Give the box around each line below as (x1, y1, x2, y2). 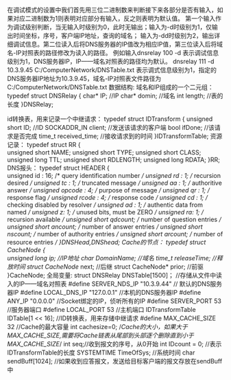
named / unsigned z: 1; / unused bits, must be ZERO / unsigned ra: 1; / (7, 208, 204, 216)
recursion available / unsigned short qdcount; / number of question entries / (7, 215, 221, 224)
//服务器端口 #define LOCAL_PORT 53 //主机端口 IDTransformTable (7, 306, 197, 314)
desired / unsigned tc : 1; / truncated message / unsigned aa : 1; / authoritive (7, 179, 223, 187)
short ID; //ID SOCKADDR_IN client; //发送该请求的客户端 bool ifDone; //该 (7, 124, 215, 132)
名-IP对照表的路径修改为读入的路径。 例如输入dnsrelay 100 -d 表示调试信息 (7, 49, 219, 57)
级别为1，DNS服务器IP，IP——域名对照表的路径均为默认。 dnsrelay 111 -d (7, 57, 215, 66)
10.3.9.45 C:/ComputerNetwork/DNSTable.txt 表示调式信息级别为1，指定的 (7, 66, 217, 74)
